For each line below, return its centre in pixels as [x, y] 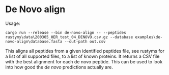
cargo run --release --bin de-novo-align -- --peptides [66, 32]
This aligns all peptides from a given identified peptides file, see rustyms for [85, 51]
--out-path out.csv [85, 42]
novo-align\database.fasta [34, 42]
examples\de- [149, 37]
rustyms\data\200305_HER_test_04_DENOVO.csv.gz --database [69, 37]
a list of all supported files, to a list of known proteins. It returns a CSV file [82, 56]
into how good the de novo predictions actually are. [59, 67]
